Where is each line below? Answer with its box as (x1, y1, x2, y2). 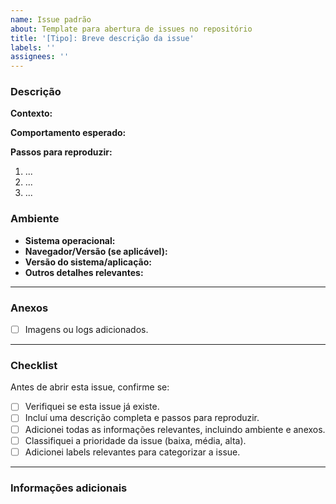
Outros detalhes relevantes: (24, 266, 144, 278)
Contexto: (10, 107, 53, 120)
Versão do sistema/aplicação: (24, 256, 152, 268)
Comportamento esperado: (10, 127, 127, 139)
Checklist (10, 359, 58, 372)
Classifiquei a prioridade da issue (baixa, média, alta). (24, 434, 247, 446)
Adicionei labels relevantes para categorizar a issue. (24, 446, 241, 458)
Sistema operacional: (24, 234, 116, 246)
